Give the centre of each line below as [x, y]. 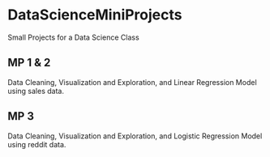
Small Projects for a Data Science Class [73, 37]
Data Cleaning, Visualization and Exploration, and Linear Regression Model [132, 82]
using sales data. [36, 91]
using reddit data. [37, 144]
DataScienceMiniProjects [95, 15]
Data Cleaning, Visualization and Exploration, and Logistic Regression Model [135, 136]
